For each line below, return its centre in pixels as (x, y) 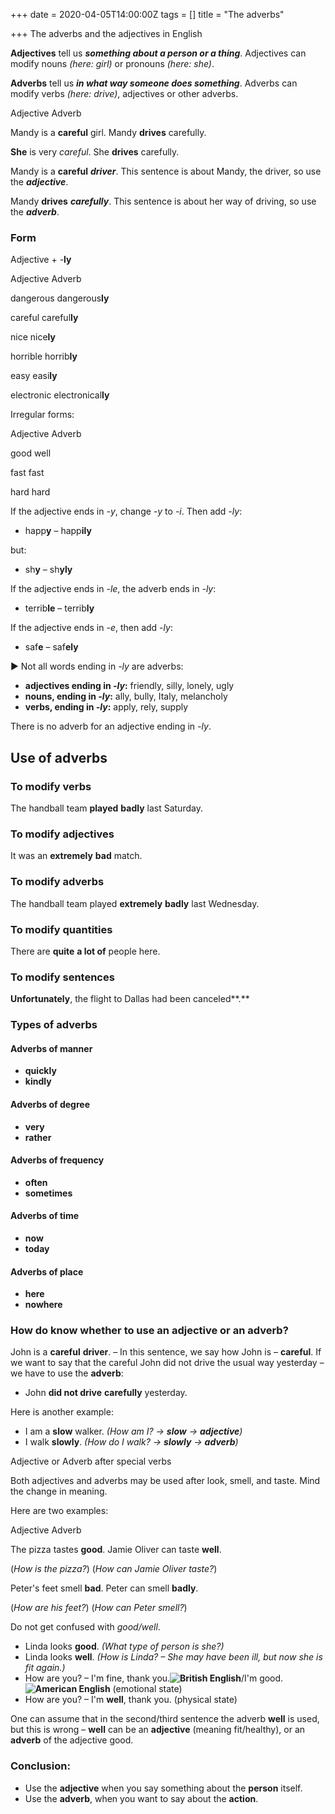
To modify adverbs (57, 882)
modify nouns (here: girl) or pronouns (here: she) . (112, 63)
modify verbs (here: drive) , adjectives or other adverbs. (124, 93)
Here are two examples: (59, 1511)
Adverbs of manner (51, 1048)
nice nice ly (33, 337)
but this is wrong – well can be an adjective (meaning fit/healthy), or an (158, 1730)
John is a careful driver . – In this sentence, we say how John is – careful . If (166, 1352)
